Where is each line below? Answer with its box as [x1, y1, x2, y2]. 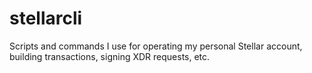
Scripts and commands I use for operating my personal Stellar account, [9, 40, 303, 52]
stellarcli [9, 7, 83, 30]
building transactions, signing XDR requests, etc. [9, 50, 211, 62]
